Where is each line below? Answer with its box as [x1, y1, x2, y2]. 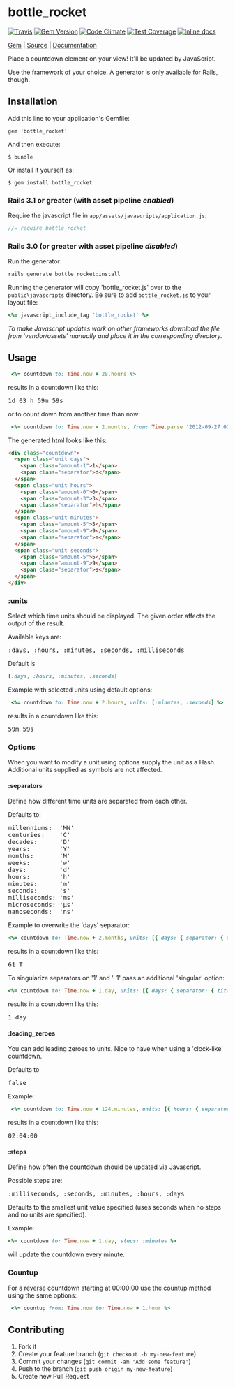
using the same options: [8, 1291, 77, 1300]
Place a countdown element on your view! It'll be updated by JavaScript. [8, 54, 216, 63]
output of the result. [8, 619, 66, 627]
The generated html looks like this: [8, 436, 107, 444]
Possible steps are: [8, 1177, 63, 1185]
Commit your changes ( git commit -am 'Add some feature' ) [17, 1357, 191, 1366]
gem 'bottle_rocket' [8, 127, 68, 135]
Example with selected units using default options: [8, 685, 153, 694]
